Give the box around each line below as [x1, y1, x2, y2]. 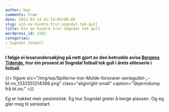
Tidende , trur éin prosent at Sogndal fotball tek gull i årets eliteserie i [5, 59, 152, 66]
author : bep [5, 7, 30, 13]
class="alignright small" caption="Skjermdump [62, 80, 160, 86]
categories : [5, 36, 30, 41]
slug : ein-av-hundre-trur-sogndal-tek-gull [5, 21, 98, 27]
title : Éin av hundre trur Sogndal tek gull [5, 26, 100, 31]
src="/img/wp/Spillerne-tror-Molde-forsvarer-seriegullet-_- [26, 74, 150, 81]
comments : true [5, 12, 37, 17]
